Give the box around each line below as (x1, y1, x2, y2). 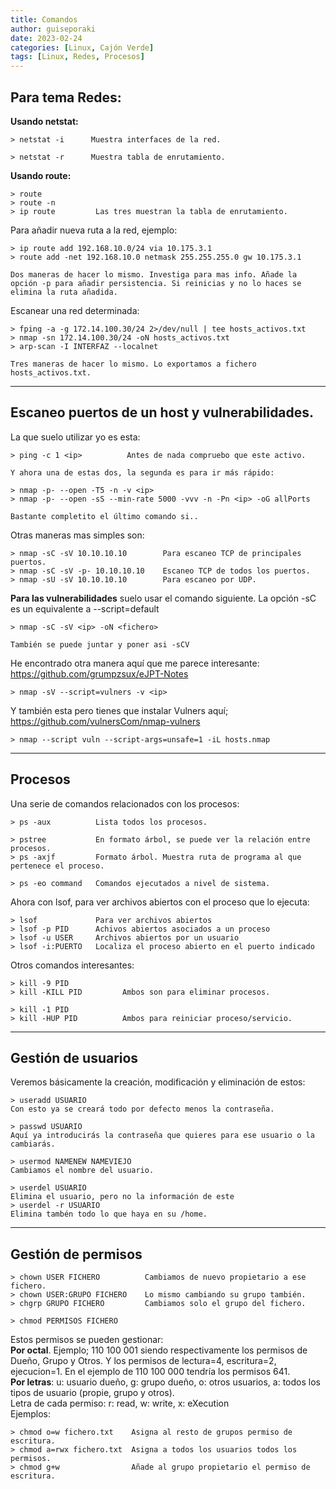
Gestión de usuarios (10, 1049, 139, 1066)
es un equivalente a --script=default (10, 602, 160, 615)
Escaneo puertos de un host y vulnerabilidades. (10, 404, 315, 421)
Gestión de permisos (10, 1246, 143, 1263)
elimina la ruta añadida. (10, 287, 118, 297)
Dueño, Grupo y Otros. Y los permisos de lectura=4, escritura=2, (10, 1355, 277, 1367)
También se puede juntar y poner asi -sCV (10, 639, 190, 650)
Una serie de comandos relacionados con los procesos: (10, 797, 240, 810)
